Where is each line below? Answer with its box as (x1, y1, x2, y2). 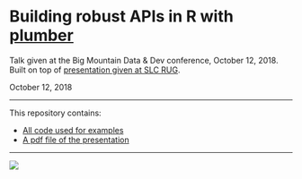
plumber (9, 25, 74, 46)
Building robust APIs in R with (9, 6, 234, 27)
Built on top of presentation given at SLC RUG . (9, 64, 182, 75)
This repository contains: (9, 107, 102, 118)
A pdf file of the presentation (22, 134, 129, 145)
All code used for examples (22, 124, 124, 135)
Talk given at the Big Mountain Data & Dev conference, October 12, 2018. (9, 55, 279, 65)
